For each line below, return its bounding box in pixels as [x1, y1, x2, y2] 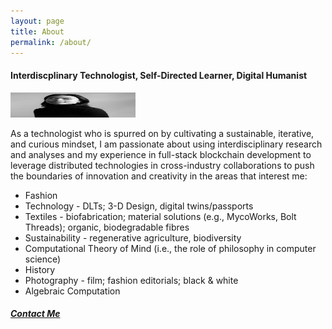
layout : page [10, 16, 65, 26]
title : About [10, 26, 65, 37]
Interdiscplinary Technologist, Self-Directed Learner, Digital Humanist [10, 69, 308, 81]
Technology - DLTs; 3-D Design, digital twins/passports [24, 200, 254, 212]
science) [24, 253, 62, 265]
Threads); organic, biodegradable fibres [24, 221, 190, 233]
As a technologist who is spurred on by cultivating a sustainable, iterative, [10, 127, 315, 139]
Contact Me [10, 308, 61, 320]
